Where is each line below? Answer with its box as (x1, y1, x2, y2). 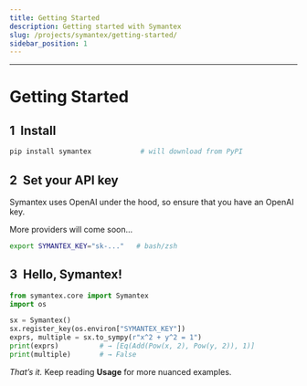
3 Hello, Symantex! (9, 266, 122, 283)
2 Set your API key (9, 172, 119, 188)
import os (9, 299, 48, 308)
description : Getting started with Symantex (9, 22, 182, 31)
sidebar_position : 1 (9, 38, 89, 48)
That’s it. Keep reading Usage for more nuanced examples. (9, 366, 232, 377)
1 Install (9, 122, 57, 138)
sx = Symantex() (9, 316, 71, 325)
